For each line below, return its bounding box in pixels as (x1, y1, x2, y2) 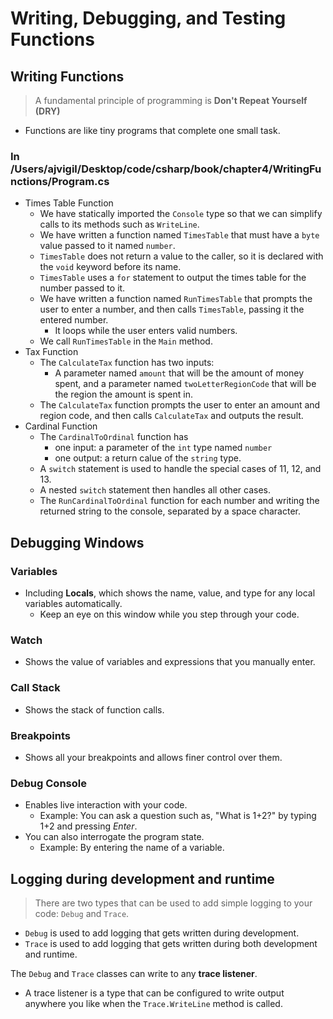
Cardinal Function (24, 420, 98, 432)
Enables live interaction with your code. (24, 799, 188, 811)
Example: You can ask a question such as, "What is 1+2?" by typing (39, 810, 317, 822)
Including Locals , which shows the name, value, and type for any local (24, 587, 316, 599)
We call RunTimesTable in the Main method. (39, 335, 213, 347)
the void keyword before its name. (39, 261, 182, 273)
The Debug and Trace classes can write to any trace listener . (10, 967, 258, 979)
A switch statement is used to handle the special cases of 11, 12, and (39, 463, 322, 475)
